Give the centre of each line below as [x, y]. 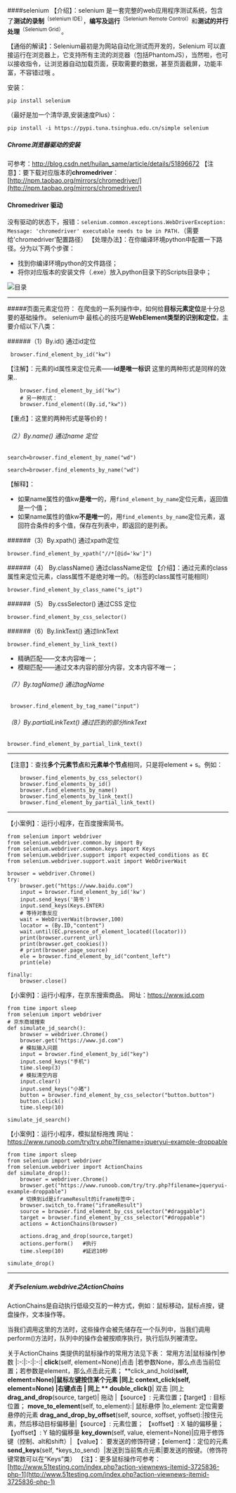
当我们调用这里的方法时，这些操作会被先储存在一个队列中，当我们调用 [109, 1329]
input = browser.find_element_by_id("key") [85, 1055]
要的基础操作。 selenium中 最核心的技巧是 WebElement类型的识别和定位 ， [115, 318]
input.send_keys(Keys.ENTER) [63, 906]
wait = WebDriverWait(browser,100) [72, 920]
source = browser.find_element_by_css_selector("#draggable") [113, 1212]
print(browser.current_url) [61, 938]
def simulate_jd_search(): [47, 1028]
